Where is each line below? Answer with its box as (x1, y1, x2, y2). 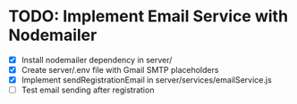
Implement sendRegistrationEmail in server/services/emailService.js (21, 75, 272, 85)
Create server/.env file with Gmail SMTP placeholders (21, 65, 219, 75)
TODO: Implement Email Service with (8, 6, 288, 27)
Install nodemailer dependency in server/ (21, 54, 173, 65)
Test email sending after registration (21, 84, 155, 95)
